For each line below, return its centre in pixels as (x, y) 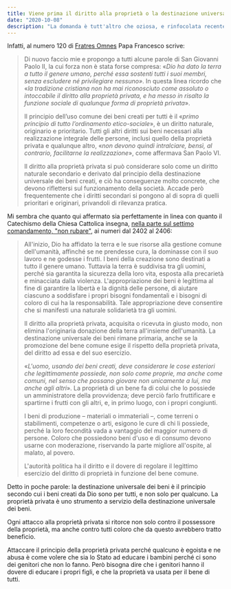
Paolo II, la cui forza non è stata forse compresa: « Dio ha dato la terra (123, 67)
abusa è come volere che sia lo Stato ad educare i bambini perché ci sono (112, 557)
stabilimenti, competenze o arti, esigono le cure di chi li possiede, (117, 424)
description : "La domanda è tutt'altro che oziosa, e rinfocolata (104, 26)
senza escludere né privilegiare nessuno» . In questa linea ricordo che (123, 81)
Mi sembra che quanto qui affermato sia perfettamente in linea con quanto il (114, 216)
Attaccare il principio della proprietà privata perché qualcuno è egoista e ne (114, 550)
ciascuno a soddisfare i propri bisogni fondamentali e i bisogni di (115, 296)
